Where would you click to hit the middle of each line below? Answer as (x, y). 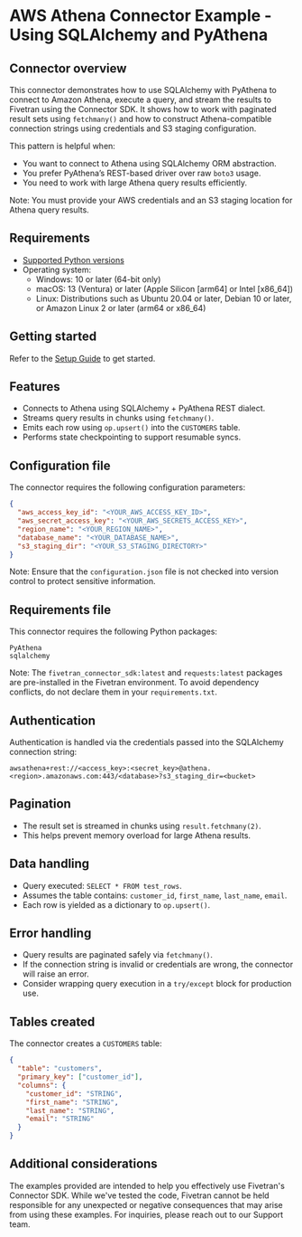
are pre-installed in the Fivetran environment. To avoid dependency (134, 683)
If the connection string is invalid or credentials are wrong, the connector (158, 965)
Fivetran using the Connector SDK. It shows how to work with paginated (143, 109)
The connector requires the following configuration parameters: (128, 487)
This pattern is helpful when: (62, 146)
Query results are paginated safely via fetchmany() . (118, 955)
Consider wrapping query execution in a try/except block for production (157, 984)
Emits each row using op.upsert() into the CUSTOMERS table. (131, 428)
